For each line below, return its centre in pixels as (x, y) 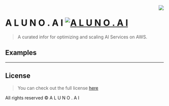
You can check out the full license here (58, 88)
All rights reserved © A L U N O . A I (42, 97)
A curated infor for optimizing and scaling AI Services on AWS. (82, 37)
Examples (21, 53)
